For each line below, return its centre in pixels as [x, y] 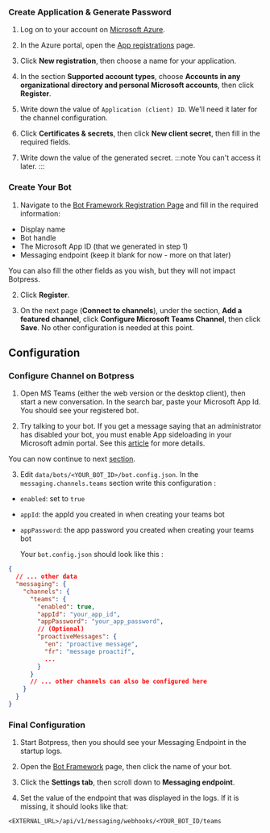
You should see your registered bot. [79, 411]
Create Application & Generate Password [90, 12]
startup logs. [41, 751]
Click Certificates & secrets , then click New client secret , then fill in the [140, 134]
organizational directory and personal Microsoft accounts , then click [137, 85]
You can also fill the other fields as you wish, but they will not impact [122, 270]
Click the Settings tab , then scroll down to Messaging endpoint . [127, 782]
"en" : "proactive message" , [91, 644]
